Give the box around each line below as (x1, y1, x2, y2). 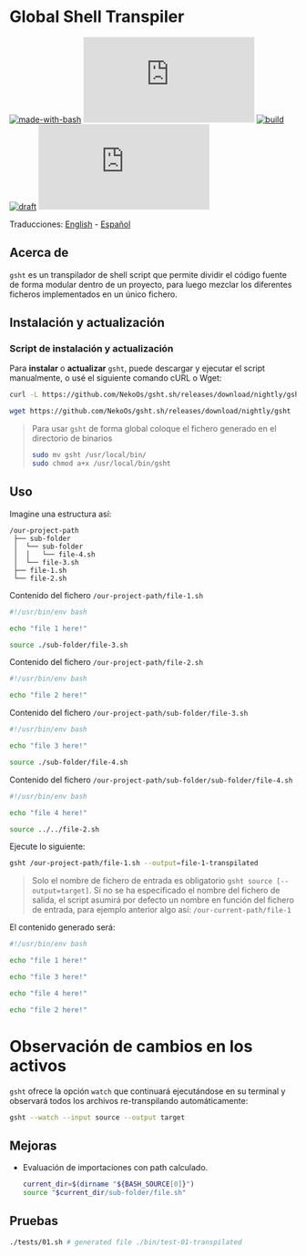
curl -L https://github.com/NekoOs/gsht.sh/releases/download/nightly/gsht (9, 390, 303, 400)
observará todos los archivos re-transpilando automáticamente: (9, 1095, 249, 1106)
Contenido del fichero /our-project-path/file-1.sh (9, 589, 203, 600)
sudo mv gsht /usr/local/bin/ (31, 451, 148, 460)
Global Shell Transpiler (9, 6, 185, 27)
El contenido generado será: (9, 922, 116, 933)
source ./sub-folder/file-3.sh (9, 640, 128, 649)
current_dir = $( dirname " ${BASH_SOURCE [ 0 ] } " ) (22, 1179, 195, 1190)
